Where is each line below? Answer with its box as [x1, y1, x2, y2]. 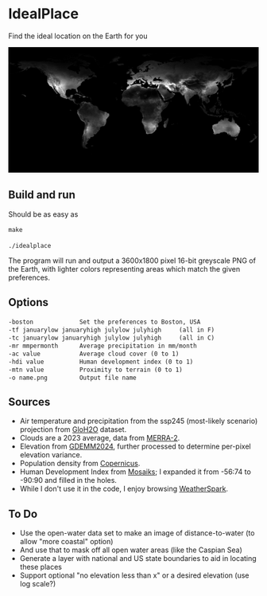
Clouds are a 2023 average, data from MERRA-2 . [19, 433, 180, 443]
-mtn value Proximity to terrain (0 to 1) [8, 366, 183, 374]
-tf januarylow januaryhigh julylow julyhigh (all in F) [8, 326, 215, 334]
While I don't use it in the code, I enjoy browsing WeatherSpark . [19, 484, 229, 494]
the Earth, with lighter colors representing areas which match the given [8, 264, 241, 273]
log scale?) [19, 579, 56, 589]
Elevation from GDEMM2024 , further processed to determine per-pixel [19, 441, 252, 451]
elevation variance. [19, 450, 83, 460]
